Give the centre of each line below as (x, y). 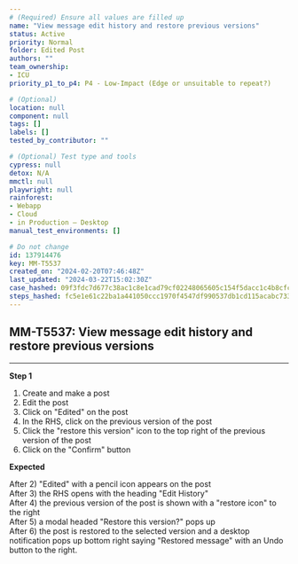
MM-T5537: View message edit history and (131, 332)
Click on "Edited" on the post (75, 411)
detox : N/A (29, 173)
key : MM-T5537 (35, 263)
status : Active (37, 34)
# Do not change (39, 247)
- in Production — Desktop (59, 223)
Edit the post (45, 402)
